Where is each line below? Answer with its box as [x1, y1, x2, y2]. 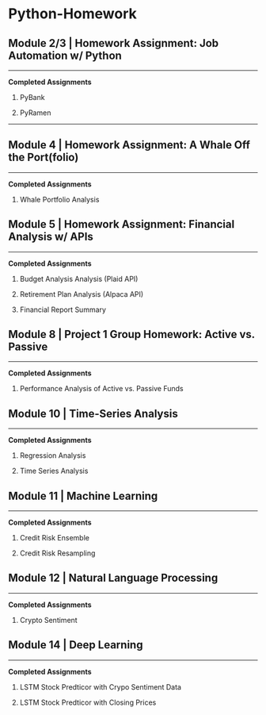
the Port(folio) [8, 151, 79, 164]
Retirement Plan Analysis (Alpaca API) [19, 289, 144, 298]
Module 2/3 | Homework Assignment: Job [8, 37, 219, 50]
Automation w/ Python [8, 48, 123, 62]
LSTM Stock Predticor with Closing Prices [19, 698, 157, 707]
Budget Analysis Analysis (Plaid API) [19, 274, 139, 283]
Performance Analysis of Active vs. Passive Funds [19, 384, 184, 394]
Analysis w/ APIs [8, 230, 93, 244]
